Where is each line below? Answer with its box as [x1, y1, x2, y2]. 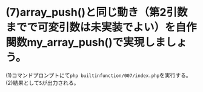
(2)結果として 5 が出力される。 [5, 79, 79, 86]
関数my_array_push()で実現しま [5, 35, 166, 49]
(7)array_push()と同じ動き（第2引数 [5, 5, 188, 19]
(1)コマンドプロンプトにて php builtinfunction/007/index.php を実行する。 [5, 72, 191, 79]
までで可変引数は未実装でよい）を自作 [5, 20, 198, 34]
